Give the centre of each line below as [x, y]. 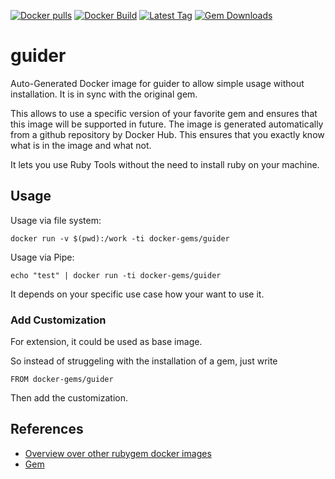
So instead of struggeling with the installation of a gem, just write [144, 361]
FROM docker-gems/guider [62, 380]
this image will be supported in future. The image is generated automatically [167, 124]
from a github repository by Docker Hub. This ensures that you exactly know [167, 134]
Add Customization [58, 320]
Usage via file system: [56, 220]
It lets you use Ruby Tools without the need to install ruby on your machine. [165, 164]
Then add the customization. [69, 398]
